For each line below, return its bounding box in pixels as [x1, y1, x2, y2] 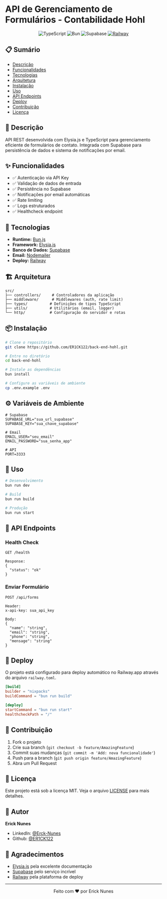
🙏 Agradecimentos [5, 850, 64, 859]
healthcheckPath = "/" [5, 712, 52, 717]
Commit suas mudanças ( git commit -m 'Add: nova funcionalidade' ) [12, 750, 156, 756]
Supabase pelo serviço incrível [12, 868, 76, 875]
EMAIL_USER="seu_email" [5, 434, 55, 439]
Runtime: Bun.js [12, 237, 46, 243]
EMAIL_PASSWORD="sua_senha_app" [5, 438, 72, 444]
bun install [5, 372, 30, 377]
